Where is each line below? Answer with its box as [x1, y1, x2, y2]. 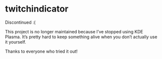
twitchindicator [5, 3, 69, 15]
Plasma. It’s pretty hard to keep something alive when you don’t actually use [5, 34, 158, 40]
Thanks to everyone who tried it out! [5, 48, 78, 54]
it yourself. [5, 39, 26, 44]
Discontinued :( [5, 19, 36, 25]
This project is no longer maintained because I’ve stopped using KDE [5, 29, 144, 34]
